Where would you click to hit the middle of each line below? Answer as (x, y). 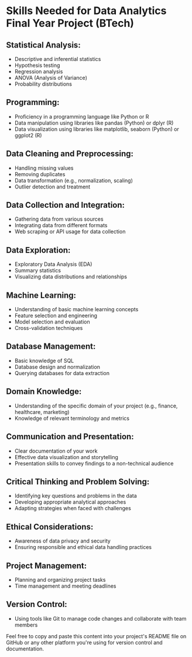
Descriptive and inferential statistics (58, 59)
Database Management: (51, 347)
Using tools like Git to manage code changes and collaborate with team (100, 618)
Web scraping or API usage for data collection (70, 232)
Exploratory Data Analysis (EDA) (53, 264)
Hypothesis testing (37, 65)
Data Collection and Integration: (65, 205)
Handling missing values (44, 168)
